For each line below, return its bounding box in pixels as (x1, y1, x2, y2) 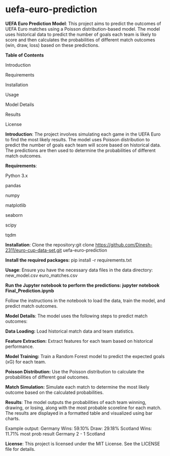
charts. (5, 415, 20, 421)
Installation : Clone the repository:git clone (5, 241, 94, 248)
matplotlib (5, 202, 26, 208)
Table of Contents (5, 52, 44, 58)
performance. (5, 343, 34, 349)
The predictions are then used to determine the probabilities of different (5, 147, 156, 154)
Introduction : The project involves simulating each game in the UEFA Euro (5, 131, 161, 137)
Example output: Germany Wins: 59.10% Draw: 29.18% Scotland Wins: (5, 425, 152, 432)
